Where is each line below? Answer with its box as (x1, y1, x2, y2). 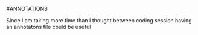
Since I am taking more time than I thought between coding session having (6, 17, 192, 24)
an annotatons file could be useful (6, 24, 91, 30)
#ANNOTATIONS (6, 5, 48, 12)
